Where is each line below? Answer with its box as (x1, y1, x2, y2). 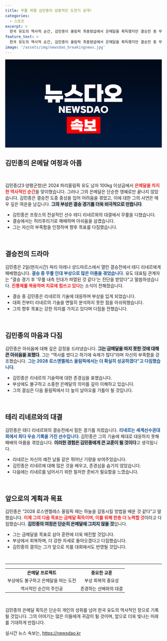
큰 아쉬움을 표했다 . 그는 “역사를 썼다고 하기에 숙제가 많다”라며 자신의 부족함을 (5, 352, 155, 358)
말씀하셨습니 (134, 276, 159, 282)
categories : (5, 13, 30, 18)
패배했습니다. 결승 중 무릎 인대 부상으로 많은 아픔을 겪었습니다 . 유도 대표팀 (5, 270, 147, 276)
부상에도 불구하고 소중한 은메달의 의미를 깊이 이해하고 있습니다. (12, 381, 135, 387)
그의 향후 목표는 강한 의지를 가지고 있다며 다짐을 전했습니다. (12, 305, 128, 311)
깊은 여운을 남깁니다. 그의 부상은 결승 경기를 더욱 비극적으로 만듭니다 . (10, 201, 143, 207)
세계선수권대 (136, 427, 161, 433)
